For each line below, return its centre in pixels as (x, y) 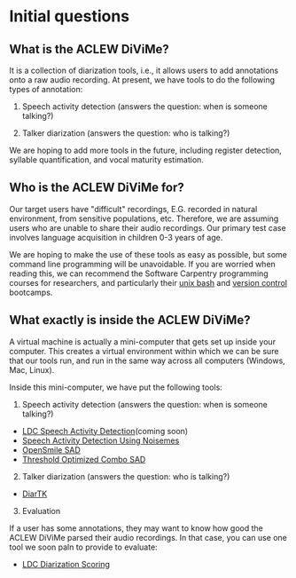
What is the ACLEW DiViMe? (90, 49)
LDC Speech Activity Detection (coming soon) (105, 431)
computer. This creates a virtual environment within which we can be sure (144, 351)
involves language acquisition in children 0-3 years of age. (116, 237)
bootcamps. (31, 292)
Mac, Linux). (32, 369)
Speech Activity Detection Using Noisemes (101, 440)
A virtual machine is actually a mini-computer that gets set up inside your (143, 341)
